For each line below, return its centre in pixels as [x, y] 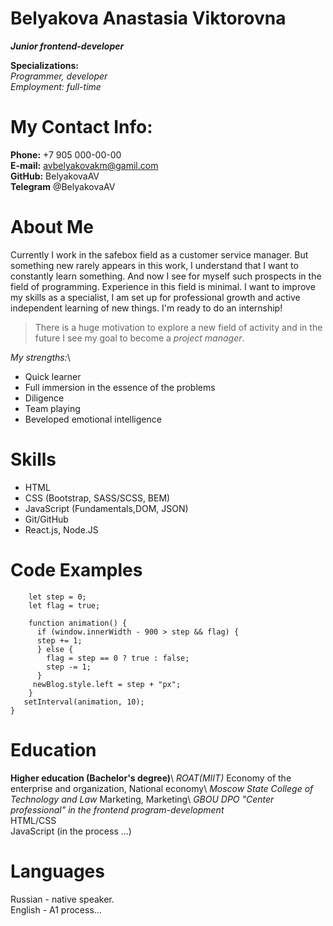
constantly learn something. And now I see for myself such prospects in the [166, 276]
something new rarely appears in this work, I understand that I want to [154, 265]
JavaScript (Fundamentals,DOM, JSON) [106, 508]
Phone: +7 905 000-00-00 [66, 154]
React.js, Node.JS [61, 529]
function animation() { [78, 623]
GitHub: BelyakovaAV [55, 176]
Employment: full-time [56, 86]
